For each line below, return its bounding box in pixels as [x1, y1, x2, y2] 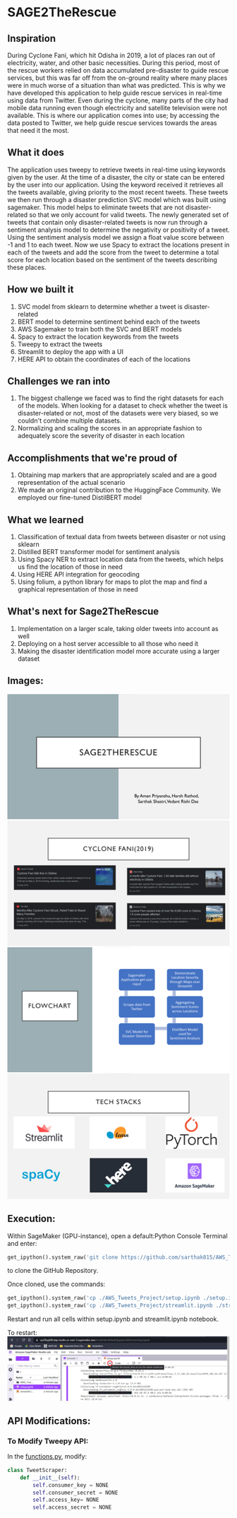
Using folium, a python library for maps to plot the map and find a [17, 577, 208, 587]
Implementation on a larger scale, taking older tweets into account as [17, 624, 219, 632]
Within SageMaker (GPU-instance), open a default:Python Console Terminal [7, 1231, 228, 1240]
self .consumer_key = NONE [32, 1481, 109, 1488]
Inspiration [7, 33, 56, 45]
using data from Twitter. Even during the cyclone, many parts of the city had [7, 96, 229, 105]
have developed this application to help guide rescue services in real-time [7, 89, 222, 97]
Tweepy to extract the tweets [17, 340, 103, 348]
